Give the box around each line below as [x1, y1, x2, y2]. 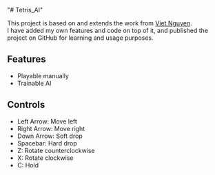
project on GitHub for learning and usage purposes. [7, 34, 154, 42]
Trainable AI [17, 79, 52, 87]
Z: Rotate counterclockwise [17, 146, 95, 154]
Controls [7, 99, 45, 110]
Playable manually [17, 71, 69, 80]
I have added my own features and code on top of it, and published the [7, 27, 209, 34]
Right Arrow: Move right [17, 124, 85, 132]
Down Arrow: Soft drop [17, 132, 83, 140]
